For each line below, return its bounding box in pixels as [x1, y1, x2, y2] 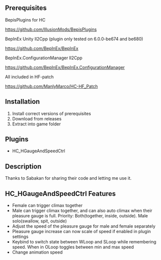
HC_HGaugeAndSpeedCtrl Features [5, 189, 116, 198]
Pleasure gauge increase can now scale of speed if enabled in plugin [12, 229, 151, 235]
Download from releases [12, 116, 62, 121]
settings [12, 234, 29, 239]
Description [5, 162, 41, 170]
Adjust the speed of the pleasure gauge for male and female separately [12, 223, 156, 229]
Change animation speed [12, 249, 63, 255]
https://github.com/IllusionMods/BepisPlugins [5, 26, 97, 32]
